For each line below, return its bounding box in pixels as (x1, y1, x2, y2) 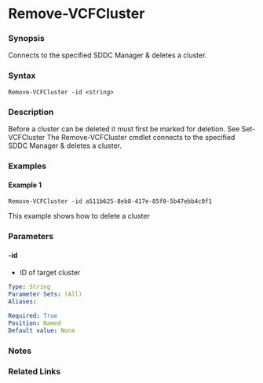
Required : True (8, 311, 58, 319)
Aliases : (8, 298, 37, 306)
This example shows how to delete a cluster (8, 212, 151, 221)
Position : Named (8, 319, 61, 327)
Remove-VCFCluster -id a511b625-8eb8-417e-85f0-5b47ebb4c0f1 (8, 197, 213, 205)
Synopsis (8, 33, 45, 44)
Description (8, 106, 54, 117)
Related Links (8, 366, 61, 377)
